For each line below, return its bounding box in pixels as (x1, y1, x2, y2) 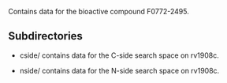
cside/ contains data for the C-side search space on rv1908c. (19, 51, 219, 60)
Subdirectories (8, 29, 83, 43)
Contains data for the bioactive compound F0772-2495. (8, 7, 189, 16)
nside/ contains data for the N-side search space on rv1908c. (19, 66, 220, 75)
